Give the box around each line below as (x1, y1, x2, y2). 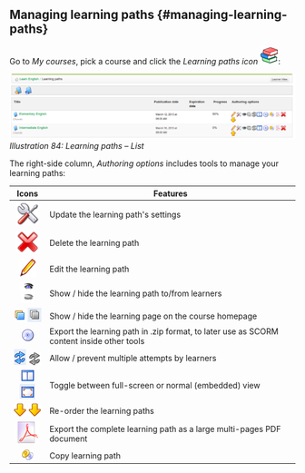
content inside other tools (49, 336, 145, 347)
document (49, 433, 88, 444)
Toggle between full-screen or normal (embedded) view (49, 379, 261, 390)
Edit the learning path (49, 263, 130, 274)
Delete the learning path (49, 238, 140, 249)
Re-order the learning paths (49, 406, 154, 417)
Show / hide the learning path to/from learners (49, 288, 222, 299)
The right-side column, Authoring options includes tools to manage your (9, 158, 280, 169)
